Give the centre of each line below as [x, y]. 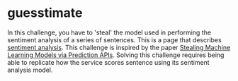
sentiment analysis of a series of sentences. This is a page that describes [114, 39]
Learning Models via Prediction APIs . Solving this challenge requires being [116, 55]
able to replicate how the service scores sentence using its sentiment [109, 62]
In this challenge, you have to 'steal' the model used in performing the [109, 32]
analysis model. [30, 70]
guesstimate [45, 13]
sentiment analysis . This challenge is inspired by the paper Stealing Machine [119, 47]
